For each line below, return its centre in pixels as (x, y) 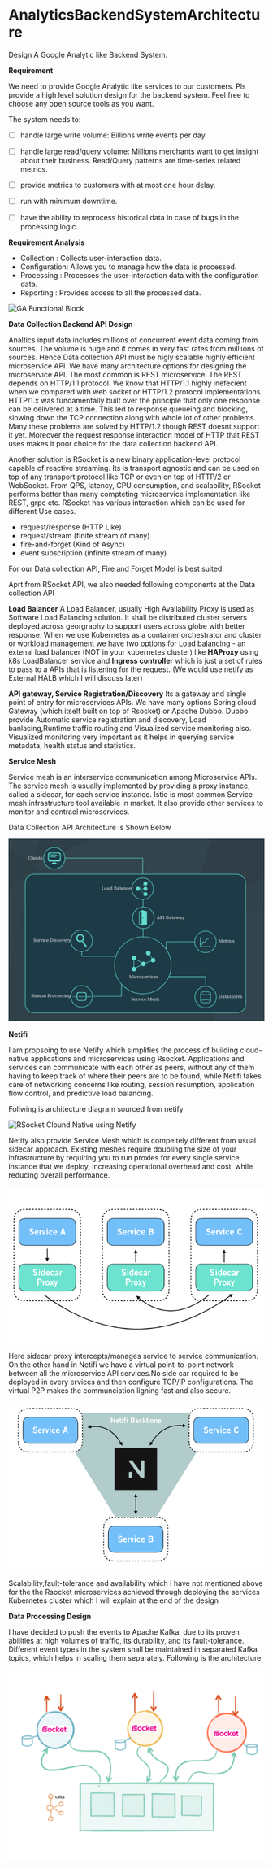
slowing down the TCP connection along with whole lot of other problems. (132, 418)
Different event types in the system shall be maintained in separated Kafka (133, 1649)
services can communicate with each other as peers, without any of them (132, 1067)
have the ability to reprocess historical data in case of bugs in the (130, 218)
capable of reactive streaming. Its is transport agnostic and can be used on (134, 468)
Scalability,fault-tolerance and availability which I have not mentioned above (136, 1583)
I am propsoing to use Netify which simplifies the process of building (123, 1050)
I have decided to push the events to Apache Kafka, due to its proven (124, 1632)
